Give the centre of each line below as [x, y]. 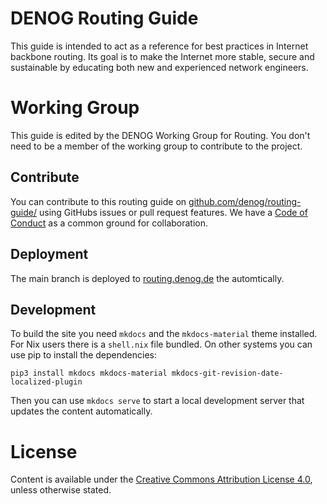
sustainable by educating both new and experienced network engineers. [159, 67]
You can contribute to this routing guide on [98, 201]
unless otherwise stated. [61, 490]
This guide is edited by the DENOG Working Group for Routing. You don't [160, 135]
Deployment [49, 254]
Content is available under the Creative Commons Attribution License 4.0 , [161, 479]
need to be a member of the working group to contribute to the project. [156, 146]
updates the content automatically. [81, 411]
